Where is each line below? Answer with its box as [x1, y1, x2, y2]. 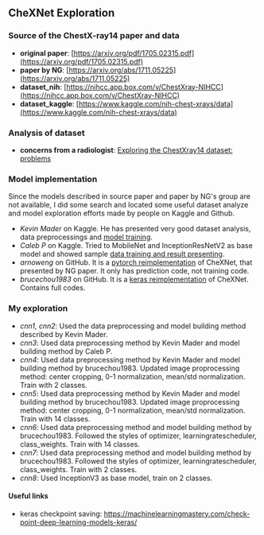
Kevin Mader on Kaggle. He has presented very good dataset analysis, [19, 224, 251, 234]
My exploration [8, 303, 68, 314]
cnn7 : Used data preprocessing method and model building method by [19, 448, 252, 457]
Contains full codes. [19, 283, 86, 293]
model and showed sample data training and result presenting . [19, 250, 225, 259]
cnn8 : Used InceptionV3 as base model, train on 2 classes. [19, 473, 213, 483]
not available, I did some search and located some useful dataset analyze [8, 200, 249, 210]
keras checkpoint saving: [19, 509, 103, 518]
